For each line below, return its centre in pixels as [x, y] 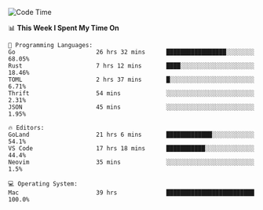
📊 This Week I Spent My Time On [64, 28]
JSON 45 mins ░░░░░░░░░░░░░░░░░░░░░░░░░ [131, 107]
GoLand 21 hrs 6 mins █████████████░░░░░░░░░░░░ [131, 134]
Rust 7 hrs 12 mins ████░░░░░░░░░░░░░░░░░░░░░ [131, 66]
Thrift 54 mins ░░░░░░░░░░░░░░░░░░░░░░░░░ [131, 94]
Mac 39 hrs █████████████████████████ [131, 193]
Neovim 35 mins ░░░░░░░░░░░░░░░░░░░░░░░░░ [131, 162]
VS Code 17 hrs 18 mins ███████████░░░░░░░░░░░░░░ [131, 149]
